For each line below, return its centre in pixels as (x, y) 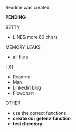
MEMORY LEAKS (23, 47)
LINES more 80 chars (35, 37)
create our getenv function (42, 118)
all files (20, 57)
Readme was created (28, 7)
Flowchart (23, 93)
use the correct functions (39, 113)
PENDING (16, 17)
